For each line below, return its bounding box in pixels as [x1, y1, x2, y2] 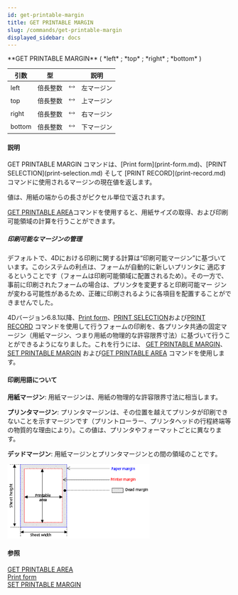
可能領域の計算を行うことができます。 [7, 217, 119, 225]
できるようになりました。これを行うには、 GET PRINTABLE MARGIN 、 [19, 340, 227, 348]
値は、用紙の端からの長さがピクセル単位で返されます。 [7, 193, 169, 202]
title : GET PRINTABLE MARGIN [7, 18, 94, 26]
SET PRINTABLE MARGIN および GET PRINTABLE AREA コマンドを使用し [7, 349, 219, 358]
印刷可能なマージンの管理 [7, 235, 82, 243]
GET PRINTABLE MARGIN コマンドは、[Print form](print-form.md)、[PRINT [7, 160, 227, 168]
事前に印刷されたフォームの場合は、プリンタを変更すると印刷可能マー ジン [7, 281, 227, 289]
